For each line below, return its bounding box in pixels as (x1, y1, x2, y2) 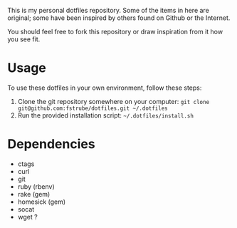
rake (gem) (17, 190, 51, 198)
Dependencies (7, 136, 95, 152)
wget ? (17, 212, 38, 221)
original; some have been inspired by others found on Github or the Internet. (7, 14, 231, 22)
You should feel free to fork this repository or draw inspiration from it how (7, 28, 223, 36)
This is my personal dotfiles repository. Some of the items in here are (7, 6, 210, 14)
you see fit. (7, 35, 41, 43)
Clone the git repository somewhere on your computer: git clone (17, 97, 210, 105)
